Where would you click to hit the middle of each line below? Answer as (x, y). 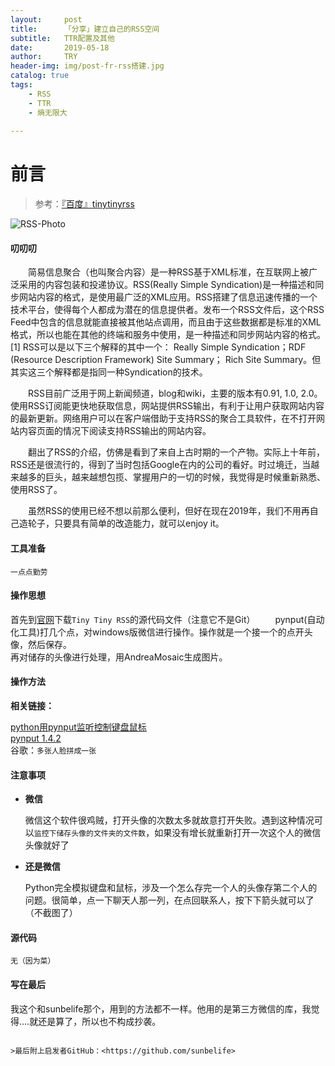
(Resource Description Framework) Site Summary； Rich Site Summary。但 (166, 360)
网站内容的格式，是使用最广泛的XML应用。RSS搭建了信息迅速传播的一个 (168, 297)
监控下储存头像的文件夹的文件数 (90, 834)
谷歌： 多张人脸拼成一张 (53, 750)
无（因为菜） (33, 961)
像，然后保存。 (41, 644)
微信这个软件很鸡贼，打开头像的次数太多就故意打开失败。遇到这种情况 (169, 820)
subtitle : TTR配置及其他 (62, 38)
